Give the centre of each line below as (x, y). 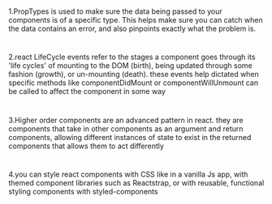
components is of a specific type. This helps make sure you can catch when (136, 20)
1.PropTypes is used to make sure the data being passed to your (115, 11)
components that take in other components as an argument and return (126, 129)
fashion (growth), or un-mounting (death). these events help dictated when (134, 74)
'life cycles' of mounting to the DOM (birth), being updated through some (131, 66)
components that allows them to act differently (86, 146)
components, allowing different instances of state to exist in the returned (130, 137)
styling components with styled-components (83, 191)
